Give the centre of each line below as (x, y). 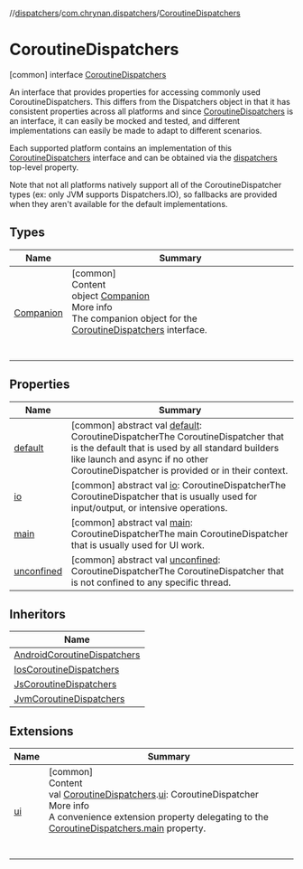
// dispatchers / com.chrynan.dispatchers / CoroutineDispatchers (125, 13)
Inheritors (37, 614)
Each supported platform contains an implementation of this (121, 147)
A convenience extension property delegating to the (158, 817)
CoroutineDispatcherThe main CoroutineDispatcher (179, 534)
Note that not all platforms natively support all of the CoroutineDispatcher (146, 184)
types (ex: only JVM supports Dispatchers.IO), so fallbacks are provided (143, 194)
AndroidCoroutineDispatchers (77, 655)
